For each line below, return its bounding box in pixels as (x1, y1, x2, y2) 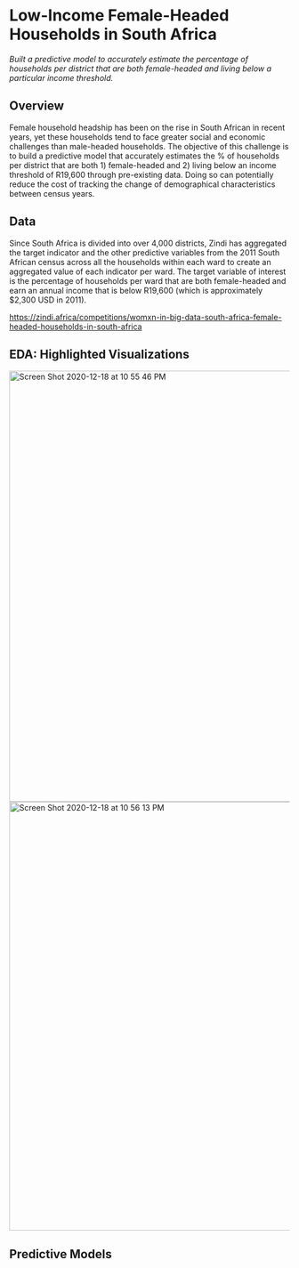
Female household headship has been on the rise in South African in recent (9, 122, 286, 133)
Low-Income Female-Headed (9, 5, 230, 26)
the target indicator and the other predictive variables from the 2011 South (9, 246, 280, 258)
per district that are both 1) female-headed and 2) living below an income (9, 159, 277, 170)
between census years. (9, 188, 95, 198)
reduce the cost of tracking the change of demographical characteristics (9, 179, 276, 190)
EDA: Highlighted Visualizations (9, 346, 190, 361)
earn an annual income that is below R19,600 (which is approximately (9, 285, 263, 295)
